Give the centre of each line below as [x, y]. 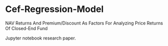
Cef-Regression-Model [55, 9]
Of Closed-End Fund [26, 28]
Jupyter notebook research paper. [41, 38]
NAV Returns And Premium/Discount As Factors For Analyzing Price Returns [84, 23]
